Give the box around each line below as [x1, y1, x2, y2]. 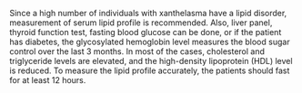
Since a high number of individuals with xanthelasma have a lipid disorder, [9, 8, 287, 18]
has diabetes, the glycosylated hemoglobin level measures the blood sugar [9, 36, 290, 47]
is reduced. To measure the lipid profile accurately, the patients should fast [9, 65, 290, 76]
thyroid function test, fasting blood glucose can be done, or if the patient [9, 27, 282, 37]
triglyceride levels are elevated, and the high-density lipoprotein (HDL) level [9, 56, 293, 66]
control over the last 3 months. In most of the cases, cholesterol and [9, 46, 266, 57]
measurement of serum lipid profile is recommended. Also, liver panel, [9, 17, 273, 28]
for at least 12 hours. [9, 75, 86, 85]
